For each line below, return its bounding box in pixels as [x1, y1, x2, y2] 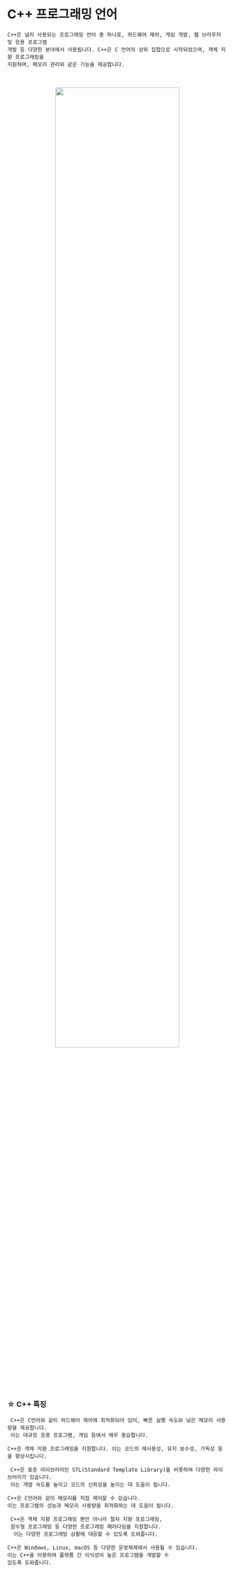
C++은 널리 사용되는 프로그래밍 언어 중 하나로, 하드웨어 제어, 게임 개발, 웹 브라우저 [7, 31, 221, 39]
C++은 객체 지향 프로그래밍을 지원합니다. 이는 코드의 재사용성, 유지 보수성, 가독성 [7, 1445, 215, 1453]
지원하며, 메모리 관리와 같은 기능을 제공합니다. [7, 61, 125, 68]
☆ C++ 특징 [7, 1399, 47, 1409]
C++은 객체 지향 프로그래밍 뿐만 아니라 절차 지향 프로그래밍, [10, 1516, 163, 1523]
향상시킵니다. [15, 1453, 47, 1460]
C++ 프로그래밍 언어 [7, 6, 118, 22]
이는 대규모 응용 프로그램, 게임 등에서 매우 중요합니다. [10, 1432, 149, 1439]
